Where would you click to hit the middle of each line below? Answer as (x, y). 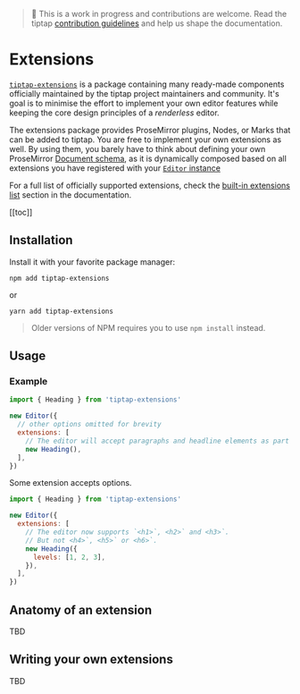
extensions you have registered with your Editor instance (115, 168)
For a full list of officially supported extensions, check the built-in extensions (150, 185)
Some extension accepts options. (71, 483)
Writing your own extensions (92, 660)
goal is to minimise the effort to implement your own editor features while (144, 103)
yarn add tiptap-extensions (62, 311)
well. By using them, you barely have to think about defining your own (137, 148)
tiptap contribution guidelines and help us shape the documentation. (157, 23)
